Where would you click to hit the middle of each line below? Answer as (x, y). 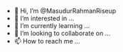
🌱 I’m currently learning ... (52, 26)
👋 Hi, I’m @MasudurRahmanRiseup (65, 11)
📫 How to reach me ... (47, 41)
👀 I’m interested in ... (44, 18)
